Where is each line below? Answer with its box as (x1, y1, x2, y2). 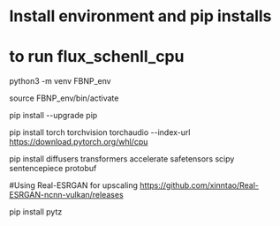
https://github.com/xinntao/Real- (140, 180, 259, 191)
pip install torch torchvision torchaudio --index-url (9, 127, 191, 138)
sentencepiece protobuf (9, 163, 97, 174)
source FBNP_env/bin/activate (9, 93, 119, 103)
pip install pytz (9, 207, 63, 217)
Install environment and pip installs (9, 6, 272, 26)
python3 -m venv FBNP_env (9, 76, 112, 87)
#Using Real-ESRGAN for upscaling (9, 180, 139, 191)
